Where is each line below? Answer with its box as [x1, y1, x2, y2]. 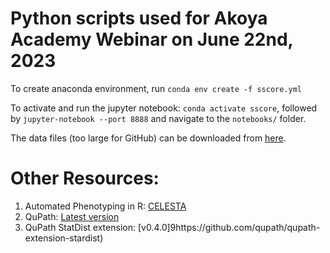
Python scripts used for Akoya [10, 7, 268, 30]
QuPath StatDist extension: [24, 221, 136, 233]
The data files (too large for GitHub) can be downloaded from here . [10, 132, 287, 144]
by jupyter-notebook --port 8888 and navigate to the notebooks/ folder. [10, 112, 307, 124]
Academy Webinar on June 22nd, [10, 28, 294, 51]
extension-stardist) [24, 232, 104, 244]
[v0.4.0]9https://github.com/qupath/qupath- [137, 221, 321, 233]
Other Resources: [10, 167, 160, 190]
